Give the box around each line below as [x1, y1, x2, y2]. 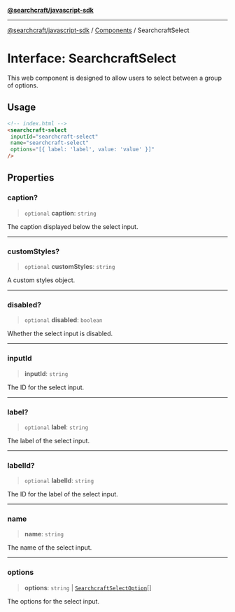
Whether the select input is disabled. [7, 329, 113, 338]
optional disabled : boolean [24, 316, 103, 324]
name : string [24, 530, 64, 538]
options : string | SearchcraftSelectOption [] [24, 583, 152, 592]
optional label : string [24, 423, 89, 431]
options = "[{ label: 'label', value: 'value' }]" [10, 146, 155, 153]
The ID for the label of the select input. [7, 490, 119, 499]
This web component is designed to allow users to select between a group [7, 74, 222, 82]
